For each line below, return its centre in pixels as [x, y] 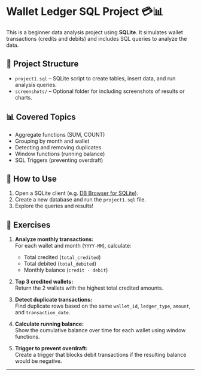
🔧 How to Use [31, 178]
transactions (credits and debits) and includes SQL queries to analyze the [97, 38]
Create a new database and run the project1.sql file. [80, 200]
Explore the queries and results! [54, 206]
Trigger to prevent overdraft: [51, 348]
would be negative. [38, 361]
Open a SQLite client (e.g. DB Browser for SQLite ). [77, 193]
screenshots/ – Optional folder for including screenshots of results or [100, 91]
